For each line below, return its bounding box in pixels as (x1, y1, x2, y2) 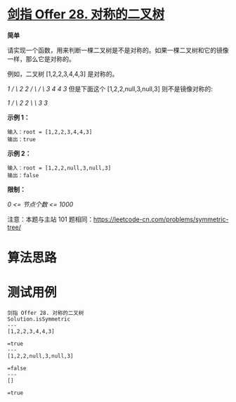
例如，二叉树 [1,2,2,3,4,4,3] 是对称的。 (7, 70, 119, 78)
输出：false (7, 171, 39, 179)
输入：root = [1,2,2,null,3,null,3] (7, 164, 112, 171)
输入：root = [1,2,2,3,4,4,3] (7, 128, 93, 136)
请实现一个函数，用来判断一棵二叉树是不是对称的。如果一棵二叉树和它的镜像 (7, 46, 229, 54)
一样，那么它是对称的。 (7, 54, 75, 63)
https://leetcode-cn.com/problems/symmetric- (93, 215, 229, 223)
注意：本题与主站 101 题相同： (7, 215, 94, 223)
